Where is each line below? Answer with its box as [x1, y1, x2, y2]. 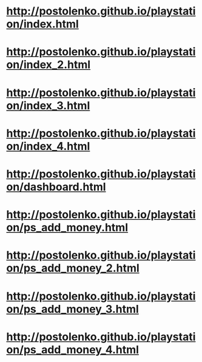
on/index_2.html [6, 58, 91, 72]
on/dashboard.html [6, 180, 106, 194]
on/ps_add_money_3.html [6, 302, 140, 316]
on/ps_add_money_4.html [6, 343, 140, 357]
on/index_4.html [6, 139, 90, 153]
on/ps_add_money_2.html [6, 261, 140, 275]
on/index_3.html [6, 98, 90, 112]
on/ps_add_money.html [6, 220, 129, 234]
